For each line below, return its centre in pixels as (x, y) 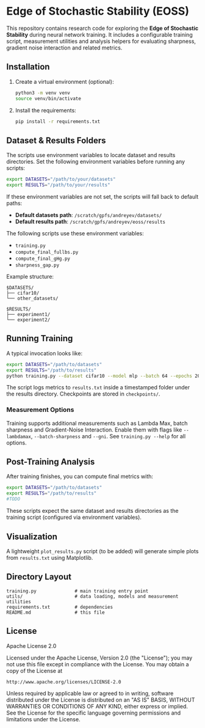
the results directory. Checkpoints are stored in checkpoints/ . (83, 394)
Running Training (40, 338)
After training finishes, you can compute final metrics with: (80, 476)
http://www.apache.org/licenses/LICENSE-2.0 (64, 682)
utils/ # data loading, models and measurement (92, 596)
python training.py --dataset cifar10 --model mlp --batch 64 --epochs (99, 376)
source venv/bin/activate (48, 98)
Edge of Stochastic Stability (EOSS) (98, 11)
